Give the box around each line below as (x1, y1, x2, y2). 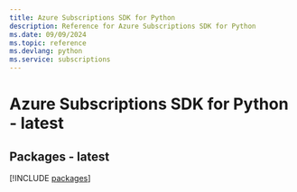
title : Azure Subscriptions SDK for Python (9, 13, 176, 23)
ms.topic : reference (9, 38, 88, 48)
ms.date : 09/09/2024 (9, 30, 88, 39)
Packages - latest (9, 149, 110, 164)
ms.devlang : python (9, 47, 83, 56)
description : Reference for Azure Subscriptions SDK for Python (9, 22, 256, 31)
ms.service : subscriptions (9, 55, 111, 64)
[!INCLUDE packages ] (9, 173, 91, 183)
